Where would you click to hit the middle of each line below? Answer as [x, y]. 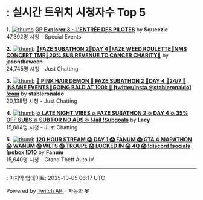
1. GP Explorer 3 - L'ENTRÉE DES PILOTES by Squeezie [87, 29]
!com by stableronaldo [35, 94]
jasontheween [25, 62]
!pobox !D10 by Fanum [35, 152]
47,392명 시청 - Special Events [44, 36]
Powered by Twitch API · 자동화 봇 [48, 190]
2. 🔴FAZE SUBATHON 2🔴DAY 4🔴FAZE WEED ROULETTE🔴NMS [97, 48]
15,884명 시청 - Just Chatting [42, 127]
